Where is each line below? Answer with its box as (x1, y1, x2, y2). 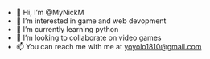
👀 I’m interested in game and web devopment (15, 16, 167, 26)
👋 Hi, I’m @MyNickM (15, 8, 84, 17)
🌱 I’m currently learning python (15, 25, 119, 33)
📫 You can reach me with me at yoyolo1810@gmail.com (15, 42, 202, 51)
